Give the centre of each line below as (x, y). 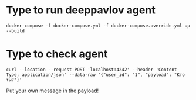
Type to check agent (57, 54)
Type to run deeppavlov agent (81, 10)
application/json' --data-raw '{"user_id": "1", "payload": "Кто (103, 75)
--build (16, 31)
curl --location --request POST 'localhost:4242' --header (80, 70)
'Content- (168, 70)
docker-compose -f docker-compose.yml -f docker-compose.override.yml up (98, 26)
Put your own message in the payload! (53, 91)
